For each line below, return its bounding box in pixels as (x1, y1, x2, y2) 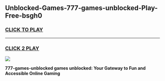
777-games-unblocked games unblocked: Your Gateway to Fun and (5, 65, 146, 71)
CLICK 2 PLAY (5, 45, 39, 52)
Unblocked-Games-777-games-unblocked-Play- (5, 4, 158, 12)
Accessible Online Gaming (5, 70, 60, 76)
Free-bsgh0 (5, 12, 43, 20)
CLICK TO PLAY (5, 27, 43, 33)
